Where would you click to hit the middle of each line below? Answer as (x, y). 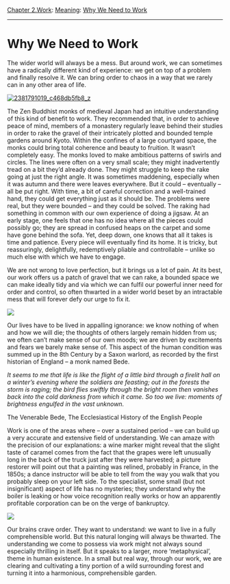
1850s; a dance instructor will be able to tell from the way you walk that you (113, 474)
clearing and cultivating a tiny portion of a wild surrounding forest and (105, 566)
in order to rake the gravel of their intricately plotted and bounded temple (110, 133)
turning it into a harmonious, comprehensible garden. (82, 573)
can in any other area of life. (47, 84)
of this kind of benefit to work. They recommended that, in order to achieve (113, 118)
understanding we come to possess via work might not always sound (105, 544)
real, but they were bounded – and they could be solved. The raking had (108, 205)
